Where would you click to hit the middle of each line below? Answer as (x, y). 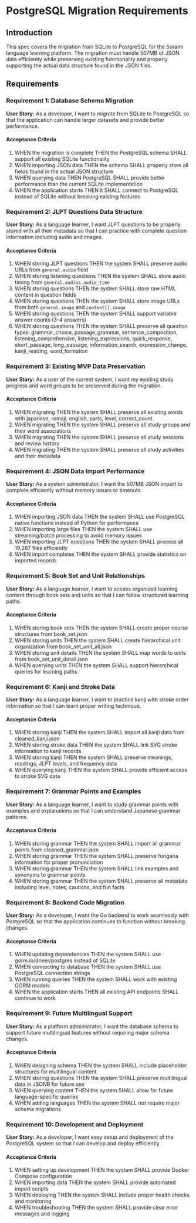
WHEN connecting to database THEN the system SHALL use (88, 967)
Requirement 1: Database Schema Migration (70, 101)
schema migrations (38, 1109)
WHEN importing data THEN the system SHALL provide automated (95, 1182)
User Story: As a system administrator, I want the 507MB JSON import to (94, 484)
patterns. (17, 817)
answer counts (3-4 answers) (50, 320)
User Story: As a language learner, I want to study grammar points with (92, 804)
